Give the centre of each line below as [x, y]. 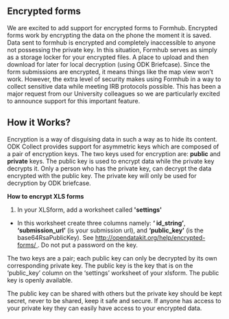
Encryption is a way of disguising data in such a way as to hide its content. [112, 139]
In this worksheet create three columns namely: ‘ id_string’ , [101, 223]
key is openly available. [40, 280]
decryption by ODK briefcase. [49, 183]
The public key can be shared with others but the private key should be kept [114, 293]
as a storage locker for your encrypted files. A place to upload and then [108, 57]
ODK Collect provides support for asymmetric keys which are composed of [113, 146]
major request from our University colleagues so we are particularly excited [114, 93]
